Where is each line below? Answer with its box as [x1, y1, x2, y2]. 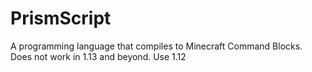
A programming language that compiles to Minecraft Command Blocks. [10, 40, 303, 52]
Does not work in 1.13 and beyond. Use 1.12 [10, 50, 187, 62]
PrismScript [10, 7, 112, 30]
